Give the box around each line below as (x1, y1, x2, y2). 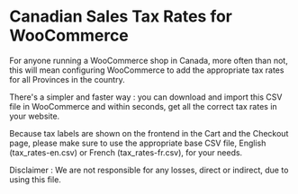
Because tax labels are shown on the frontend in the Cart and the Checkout (9, 128, 289, 138)
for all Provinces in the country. (9, 74, 125, 84)
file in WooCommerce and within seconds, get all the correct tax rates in (9, 101, 277, 111)
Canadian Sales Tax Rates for (9, 6, 232, 27)
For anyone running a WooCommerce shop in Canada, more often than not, (9, 55, 288, 66)
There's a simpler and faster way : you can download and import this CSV (9, 92, 283, 102)
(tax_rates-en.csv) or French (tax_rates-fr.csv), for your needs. (9, 146, 243, 158)
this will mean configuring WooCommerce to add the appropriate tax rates (9, 65, 284, 75)
